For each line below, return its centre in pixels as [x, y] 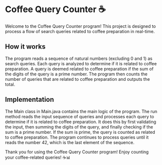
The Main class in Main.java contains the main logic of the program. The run [81, 111]
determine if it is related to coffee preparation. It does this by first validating [81, 122]
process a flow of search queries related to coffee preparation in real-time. [80, 31]
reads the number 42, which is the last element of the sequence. [70, 142]
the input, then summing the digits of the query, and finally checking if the [79, 127]
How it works [25, 47]
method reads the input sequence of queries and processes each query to [80, 116]
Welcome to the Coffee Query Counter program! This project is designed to [81, 26]
